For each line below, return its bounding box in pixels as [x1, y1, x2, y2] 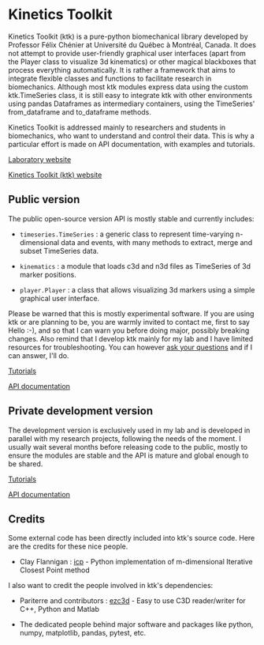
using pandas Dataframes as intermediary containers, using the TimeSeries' [8, 99, 255, 108]
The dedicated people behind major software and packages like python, [19, 620, 254, 629]
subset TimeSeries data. [19, 246, 99, 255]
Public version [8, 193, 80, 206]
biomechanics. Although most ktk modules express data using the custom [8, 81, 248, 92]
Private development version [8, 405, 154, 418]
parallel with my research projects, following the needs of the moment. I [8, 433, 242, 443]
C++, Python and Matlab [19, 605, 100, 614]
